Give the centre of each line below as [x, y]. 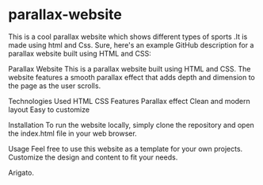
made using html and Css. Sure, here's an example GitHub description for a [131, 44]
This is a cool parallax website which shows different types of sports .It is [128, 37]
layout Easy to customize [49, 110]
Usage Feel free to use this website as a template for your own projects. [126, 148]
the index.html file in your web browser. [72, 133]
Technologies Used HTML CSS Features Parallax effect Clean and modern [130, 101]
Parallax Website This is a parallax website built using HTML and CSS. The [130, 68]
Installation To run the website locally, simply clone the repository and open [131, 125]
